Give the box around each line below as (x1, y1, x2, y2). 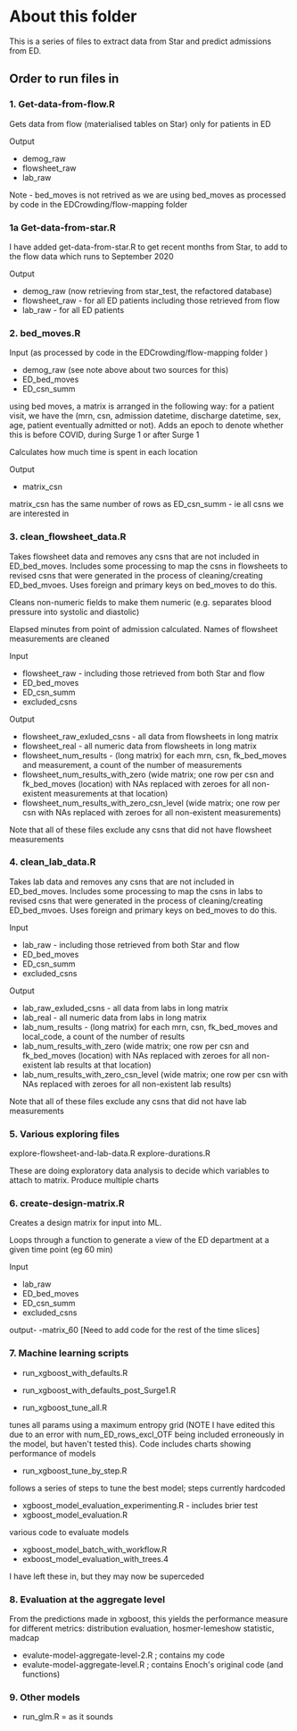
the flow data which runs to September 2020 (9, 250, 174, 261)
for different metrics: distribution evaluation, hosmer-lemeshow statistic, (9, 1623, 275, 1634)
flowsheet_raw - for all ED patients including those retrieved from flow (21, 295, 281, 306)
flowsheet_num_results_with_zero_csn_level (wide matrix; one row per (21, 798, 281, 808)
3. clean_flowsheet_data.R (9, 530, 127, 543)
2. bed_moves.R (9, 326, 81, 339)
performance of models (9, 1448, 96, 1458)
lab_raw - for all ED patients (21, 304, 125, 315)
